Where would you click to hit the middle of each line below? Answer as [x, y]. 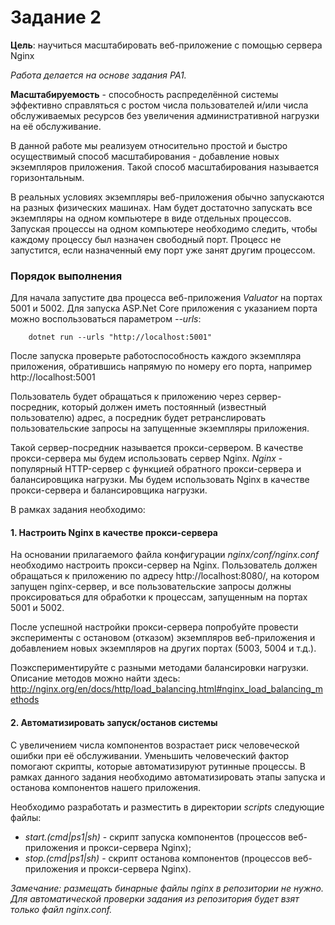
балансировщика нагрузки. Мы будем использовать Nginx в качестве [160, 480]
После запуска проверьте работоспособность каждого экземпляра [156, 356]
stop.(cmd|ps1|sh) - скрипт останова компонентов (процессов [157, 858]
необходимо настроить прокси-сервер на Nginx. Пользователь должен [164, 565]
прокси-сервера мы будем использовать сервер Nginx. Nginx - [146, 458]
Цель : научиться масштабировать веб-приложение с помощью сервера [166, 45]
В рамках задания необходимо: [78, 510]
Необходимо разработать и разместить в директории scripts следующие [167, 807]
